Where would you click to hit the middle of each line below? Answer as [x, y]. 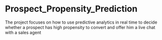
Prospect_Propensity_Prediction [71, 9]
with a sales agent [23, 32]
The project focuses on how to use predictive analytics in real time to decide [81, 22]
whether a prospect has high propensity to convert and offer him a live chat [80, 27]
